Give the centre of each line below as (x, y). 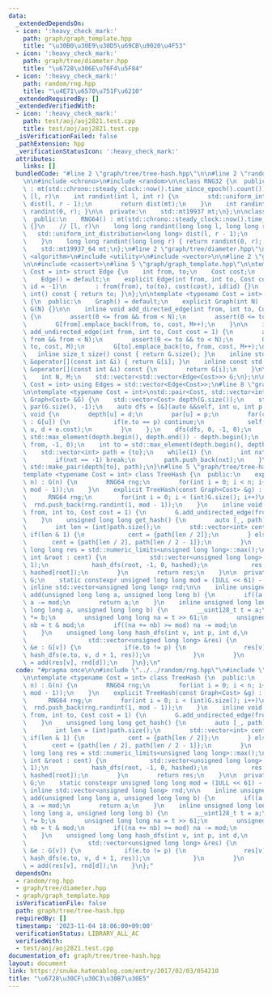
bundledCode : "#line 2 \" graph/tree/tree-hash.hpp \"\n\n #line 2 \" (132, 174)
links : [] (40, 167)
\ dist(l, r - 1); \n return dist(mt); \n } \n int (130, 204)
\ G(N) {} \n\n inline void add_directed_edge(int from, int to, (139, 309)
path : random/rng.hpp (59, 83)
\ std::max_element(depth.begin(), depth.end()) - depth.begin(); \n (141, 437)
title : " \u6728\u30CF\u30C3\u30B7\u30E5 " (79, 978)
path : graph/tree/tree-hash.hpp (70, 911)
